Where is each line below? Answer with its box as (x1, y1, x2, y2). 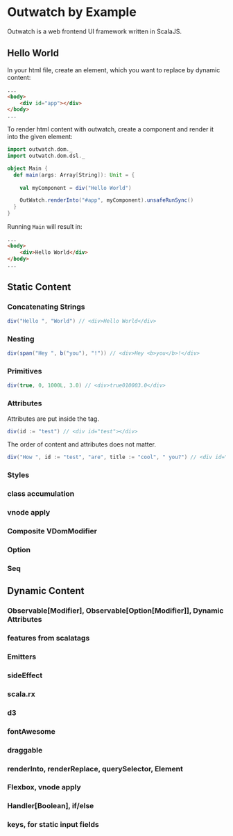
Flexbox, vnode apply (7, 782, 81, 792)
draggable (7, 745, 43, 755)
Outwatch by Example (7, 4, 137, 20)
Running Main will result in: (7, 223, 83, 230)
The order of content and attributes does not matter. (7, 440, 156, 449)
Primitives (7, 367, 42, 376)
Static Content (7, 281, 71, 293)
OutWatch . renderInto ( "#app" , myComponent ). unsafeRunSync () (19, 197, 194, 204)
